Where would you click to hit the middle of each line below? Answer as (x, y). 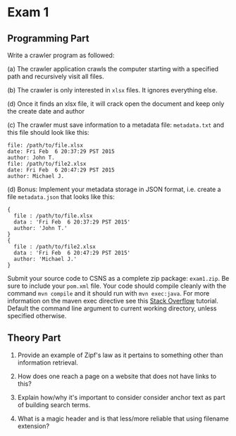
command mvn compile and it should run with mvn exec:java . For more (108, 293)
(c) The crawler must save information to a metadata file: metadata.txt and (116, 125)
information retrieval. (48, 362)
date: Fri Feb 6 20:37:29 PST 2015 (61, 152)
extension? (33, 426)
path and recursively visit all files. (56, 76)
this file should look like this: (48, 132)
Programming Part (48, 38)
